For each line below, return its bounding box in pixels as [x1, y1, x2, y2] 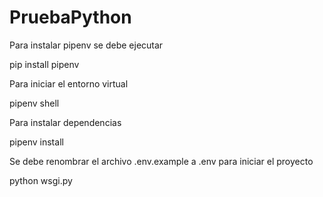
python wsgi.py [9, 174, 73, 186]
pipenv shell [9, 97, 60, 109]
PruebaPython [9, 6, 132, 29]
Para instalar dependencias [9, 116, 122, 128]
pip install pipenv [9, 58, 80, 70]
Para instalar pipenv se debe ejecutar [9, 39, 164, 51]
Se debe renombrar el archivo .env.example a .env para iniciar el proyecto [9, 155, 314, 167]
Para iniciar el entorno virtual [9, 77, 129, 90]
